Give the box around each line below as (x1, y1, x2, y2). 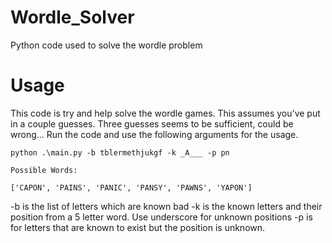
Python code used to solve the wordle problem (10, 39, 203, 51)
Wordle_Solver (10, 6, 135, 29)
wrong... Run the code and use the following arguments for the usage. (10, 128, 299, 140)
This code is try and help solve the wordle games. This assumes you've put (10, 107, 321, 119)
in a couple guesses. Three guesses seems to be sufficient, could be (10, 117, 294, 130)
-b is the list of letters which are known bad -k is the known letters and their (10, 200, 323, 212)
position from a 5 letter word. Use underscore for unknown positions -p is (10, 211, 313, 223)
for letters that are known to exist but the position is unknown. (10, 221, 266, 233)
